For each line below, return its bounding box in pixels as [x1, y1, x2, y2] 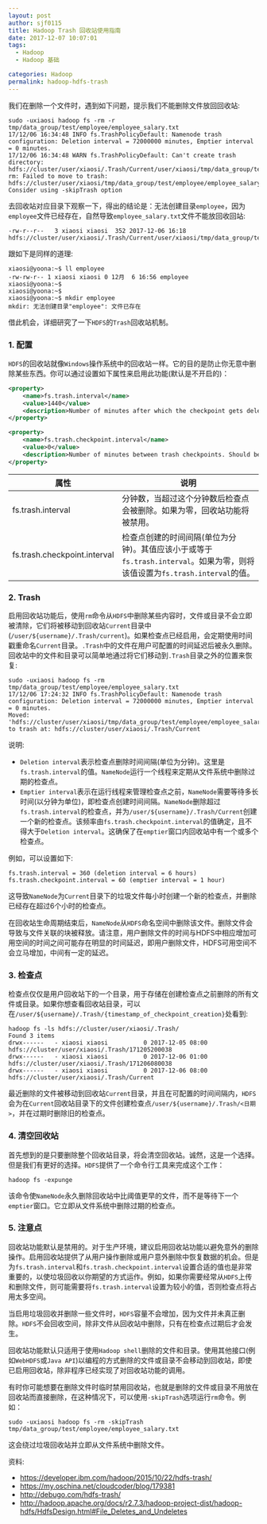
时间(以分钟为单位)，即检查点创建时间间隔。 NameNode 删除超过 [19, 796, 221, 806]
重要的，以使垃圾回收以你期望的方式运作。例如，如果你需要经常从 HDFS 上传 [8, 1272, 253, 1281]
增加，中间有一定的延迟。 [29, 947, 113, 957]
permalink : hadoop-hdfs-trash [8, 77, 109, 86]
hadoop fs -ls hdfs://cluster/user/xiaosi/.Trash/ [8, 1025, 180, 1033]
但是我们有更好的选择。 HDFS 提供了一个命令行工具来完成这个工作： [8, 1160, 225, 1169]
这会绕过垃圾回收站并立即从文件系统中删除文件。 [8, 1440, 168, 1449]
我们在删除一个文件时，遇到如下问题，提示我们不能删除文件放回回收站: [8, 100, 241, 110]
